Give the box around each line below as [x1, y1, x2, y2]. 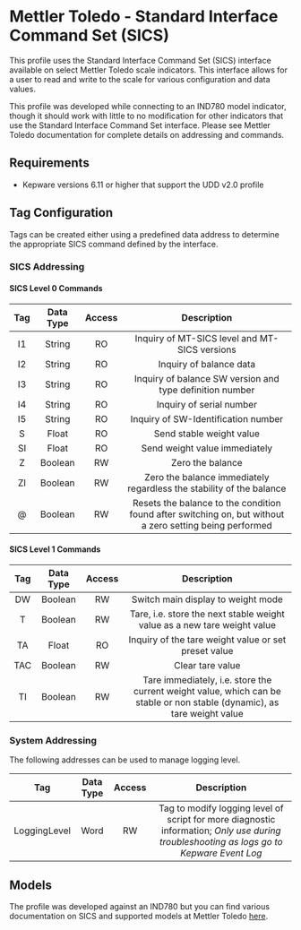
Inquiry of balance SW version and [133, 372, 279, 384]
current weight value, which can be [133, 685, 282, 697]
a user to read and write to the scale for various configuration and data [9, 73, 271, 84]
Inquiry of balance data [158, 357, 256, 370]
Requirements [9, 155, 90, 171]
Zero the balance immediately [144, 470, 270, 483]
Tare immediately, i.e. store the [142, 674, 272, 686]
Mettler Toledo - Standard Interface [9, 6, 279, 27]
